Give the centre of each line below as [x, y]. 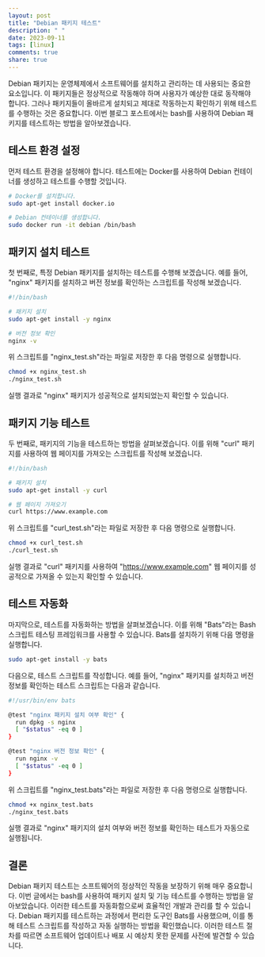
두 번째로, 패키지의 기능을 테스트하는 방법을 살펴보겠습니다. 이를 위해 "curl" [124, 443]
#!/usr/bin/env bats [42, 700]
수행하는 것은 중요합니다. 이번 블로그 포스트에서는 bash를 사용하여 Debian [131, 113]
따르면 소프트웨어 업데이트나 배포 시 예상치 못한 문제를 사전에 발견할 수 [131, 936]
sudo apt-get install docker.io [61, 203]
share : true [28, 60]
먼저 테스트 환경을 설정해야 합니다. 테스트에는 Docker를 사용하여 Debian [120, 171]
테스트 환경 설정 [44, 150]
